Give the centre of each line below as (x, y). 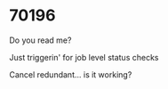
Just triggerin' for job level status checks (84, 57)
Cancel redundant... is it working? (71, 74)
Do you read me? (40, 40)
